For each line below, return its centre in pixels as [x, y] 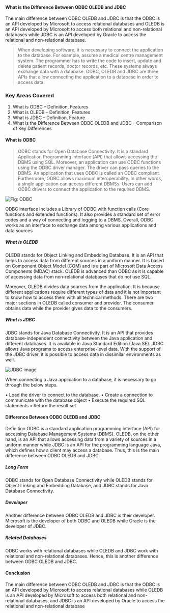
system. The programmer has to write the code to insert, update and [89, 61]
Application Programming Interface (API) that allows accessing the [88, 157]
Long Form [17, 467]
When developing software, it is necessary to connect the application [90, 50]
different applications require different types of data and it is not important [83, 292]
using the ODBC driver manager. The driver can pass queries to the [88, 168]
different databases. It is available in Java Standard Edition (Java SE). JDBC [84, 343]
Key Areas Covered [30, 96]
